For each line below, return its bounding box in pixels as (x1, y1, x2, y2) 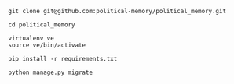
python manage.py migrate (8, 68, 93, 76)
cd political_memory (8, 21, 76, 29)
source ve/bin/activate (8, 41, 86, 49)
